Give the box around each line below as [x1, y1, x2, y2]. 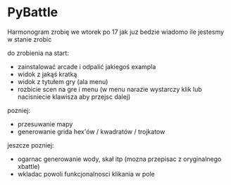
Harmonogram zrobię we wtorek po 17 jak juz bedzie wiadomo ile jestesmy [7, 28, 224, 36]
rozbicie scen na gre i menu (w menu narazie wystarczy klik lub [17, 85, 202, 93]
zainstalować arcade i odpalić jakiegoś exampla [17, 62, 156, 71]
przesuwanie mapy [17, 119, 73, 128]
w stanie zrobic [7, 35, 52, 43]
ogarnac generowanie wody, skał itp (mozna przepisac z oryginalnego [17, 155, 222, 163]
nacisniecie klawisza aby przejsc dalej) [17, 92, 131, 101]
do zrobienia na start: [7, 49, 69, 57]
